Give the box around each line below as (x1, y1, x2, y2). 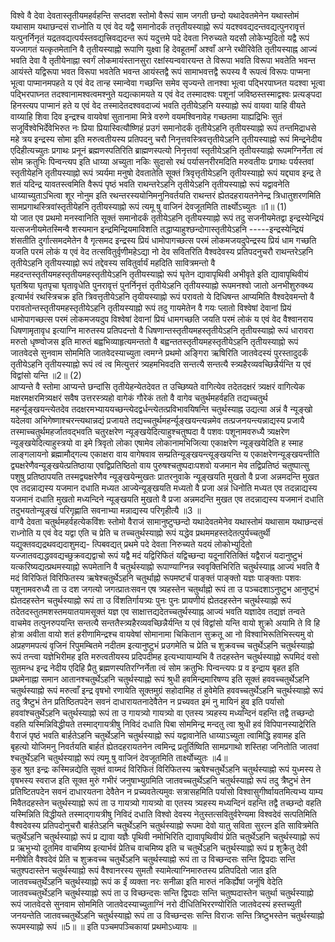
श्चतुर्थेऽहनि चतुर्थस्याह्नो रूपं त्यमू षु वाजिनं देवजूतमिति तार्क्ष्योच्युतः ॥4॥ (10, 752, 228, 764)
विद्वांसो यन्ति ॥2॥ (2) (10, 370, 82, 381)
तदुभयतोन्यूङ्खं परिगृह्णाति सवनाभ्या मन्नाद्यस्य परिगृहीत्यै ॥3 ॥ (10, 505, 202, 516)
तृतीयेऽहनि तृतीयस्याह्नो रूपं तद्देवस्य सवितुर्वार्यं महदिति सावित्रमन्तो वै (10, 257, 216, 269)
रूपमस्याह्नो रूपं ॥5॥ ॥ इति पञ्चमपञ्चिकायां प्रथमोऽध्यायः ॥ (10, 921, 197, 932)
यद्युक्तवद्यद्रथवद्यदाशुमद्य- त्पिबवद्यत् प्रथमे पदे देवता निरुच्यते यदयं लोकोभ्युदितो (10, 538, 253, 550)
